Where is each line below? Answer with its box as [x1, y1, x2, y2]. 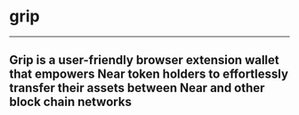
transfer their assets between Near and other [9, 80, 265, 95]
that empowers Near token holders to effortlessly [9, 67, 289, 82]
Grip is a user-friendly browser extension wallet [9, 53, 279, 68]
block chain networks [9, 94, 132, 110]
